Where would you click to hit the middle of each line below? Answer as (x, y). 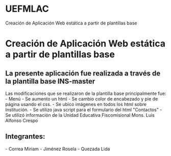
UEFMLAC (27, 9)
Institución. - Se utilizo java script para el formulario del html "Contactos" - (84, 110)
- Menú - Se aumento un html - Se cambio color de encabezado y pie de (82, 99)
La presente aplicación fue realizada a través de (83, 73)
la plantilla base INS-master (50, 81)
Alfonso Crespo (22, 120)
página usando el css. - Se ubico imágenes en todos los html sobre (76, 104)
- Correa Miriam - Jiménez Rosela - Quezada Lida (58, 149)
